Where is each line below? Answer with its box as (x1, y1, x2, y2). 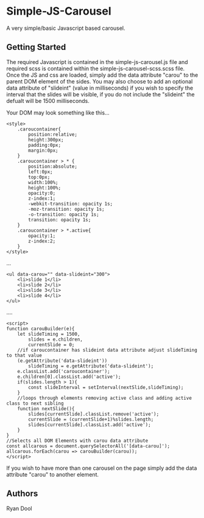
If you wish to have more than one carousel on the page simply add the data (6, 464, 197, 472)
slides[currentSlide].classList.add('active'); (28, 422, 151, 428)
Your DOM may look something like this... (6, 108, 110, 116)
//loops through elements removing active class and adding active (17, 395, 192, 401)
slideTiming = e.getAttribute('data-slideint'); (28, 363, 154, 369)
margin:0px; (28, 147, 59, 154)
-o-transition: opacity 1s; (28, 211, 99, 218)
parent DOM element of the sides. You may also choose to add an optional (6, 77, 193, 85)
